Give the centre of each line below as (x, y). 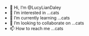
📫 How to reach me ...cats (36, 28)
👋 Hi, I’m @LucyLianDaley (35, 8)
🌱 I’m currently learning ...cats (40, 18)
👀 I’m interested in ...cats (34, 13)
